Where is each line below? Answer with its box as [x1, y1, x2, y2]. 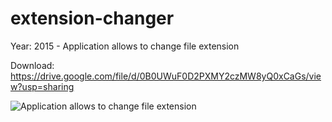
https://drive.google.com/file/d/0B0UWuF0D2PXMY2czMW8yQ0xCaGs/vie [10, 70, 322, 82]
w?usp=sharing [10, 80, 75, 92]
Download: [10, 59, 55, 71]
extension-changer [10, 7, 175, 30]
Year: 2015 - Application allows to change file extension [10, 40, 240, 52]
